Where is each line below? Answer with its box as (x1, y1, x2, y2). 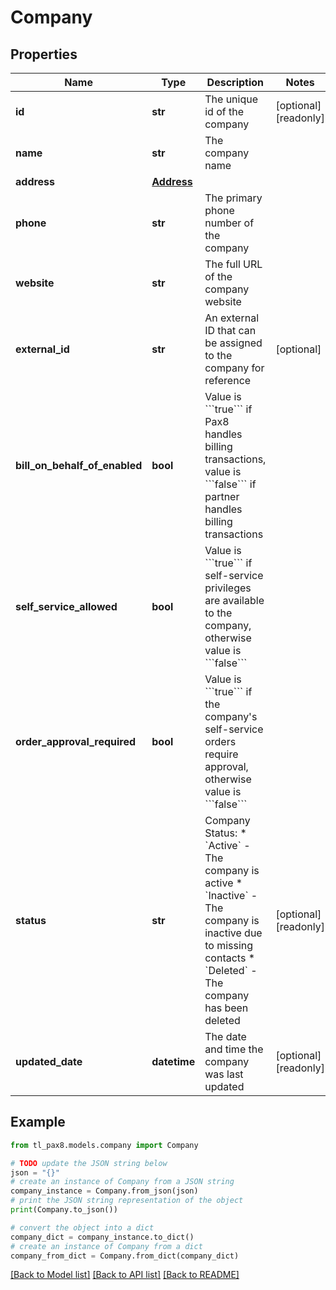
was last (204, 1067, 244, 1081)
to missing (204, 939, 254, 952)
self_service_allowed (15, 600, 118, 613)
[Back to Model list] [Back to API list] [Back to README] (10, 1269, 240, 1281)
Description (206, 76, 265, 89)
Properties (10, 46, 78, 63)
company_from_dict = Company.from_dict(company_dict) (10, 1251, 240, 1261)
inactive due (204, 926, 263, 940)
